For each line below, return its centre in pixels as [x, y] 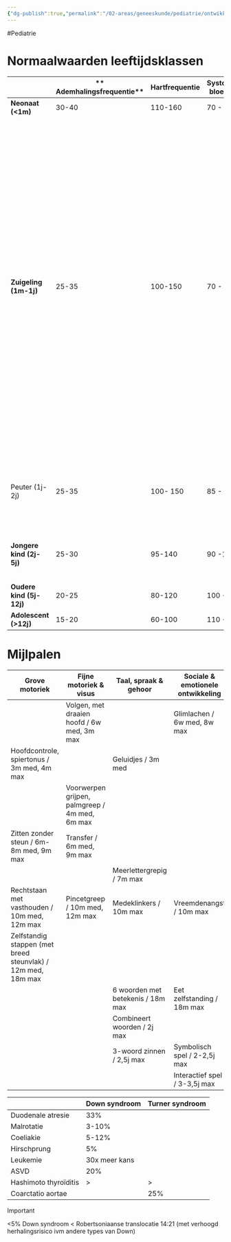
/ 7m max [128, 878]
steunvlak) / [30, 961]
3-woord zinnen [139, 1051]
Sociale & [199, 676]
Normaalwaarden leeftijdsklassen [106, 61]
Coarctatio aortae [39, 1193]
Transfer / [81, 837]
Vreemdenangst [199, 903]
